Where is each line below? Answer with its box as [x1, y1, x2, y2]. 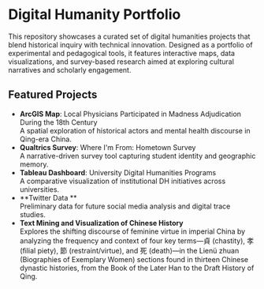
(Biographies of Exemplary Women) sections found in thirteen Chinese [19, 254, 249, 264]
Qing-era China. [19, 134, 73, 144]
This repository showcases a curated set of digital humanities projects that [8, 32, 251, 41]
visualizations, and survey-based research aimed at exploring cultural [8, 57, 235, 66]
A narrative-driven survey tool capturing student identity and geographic [19, 151, 256, 160]
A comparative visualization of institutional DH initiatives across [19, 176, 226, 186]
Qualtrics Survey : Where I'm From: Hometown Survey [19, 142, 196, 152]
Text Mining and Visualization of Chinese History [19, 218, 184, 227]
